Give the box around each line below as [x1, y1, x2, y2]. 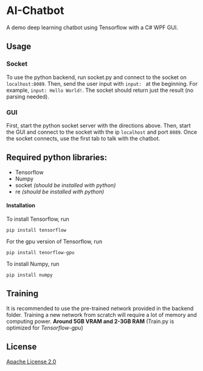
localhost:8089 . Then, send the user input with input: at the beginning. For [6, 80, 198, 87]
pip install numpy [6, 272, 53, 278]
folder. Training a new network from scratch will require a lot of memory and [6, 311, 198, 318]
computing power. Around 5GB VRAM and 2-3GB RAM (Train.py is [6, 317, 174, 325]
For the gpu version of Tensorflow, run [6, 238, 103, 245]
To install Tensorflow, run [6, 215, 70, 223]
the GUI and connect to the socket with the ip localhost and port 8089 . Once [6, 128, 198, 136]
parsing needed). [6, 92, 50, 100]
